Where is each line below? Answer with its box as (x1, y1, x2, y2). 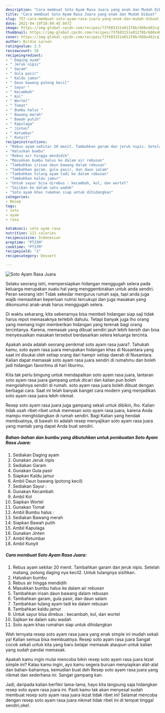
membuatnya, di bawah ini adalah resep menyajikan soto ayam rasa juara (5, 418, 153, 424)
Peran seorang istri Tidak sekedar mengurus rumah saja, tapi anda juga (5, 291, 150, 297)
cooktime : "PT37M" (5, 244, 43, 249)
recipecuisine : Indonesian (5, 235, 61, 240)
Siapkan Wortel (12, 499, 44, 505)
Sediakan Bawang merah (12, 514, 63, 521)
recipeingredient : (5, 53, 43, 58)
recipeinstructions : (5, 139, 48, 145)
